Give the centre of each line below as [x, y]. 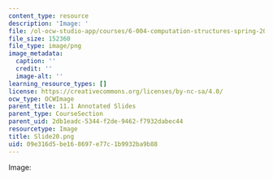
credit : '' [34, 69]
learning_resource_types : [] [58, 84]
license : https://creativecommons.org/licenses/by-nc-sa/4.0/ [116, 91]
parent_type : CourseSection [56, 114]
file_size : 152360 [39, 39]
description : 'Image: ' [49, 24]
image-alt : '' [39, 76]
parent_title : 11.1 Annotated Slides [72, 106]
